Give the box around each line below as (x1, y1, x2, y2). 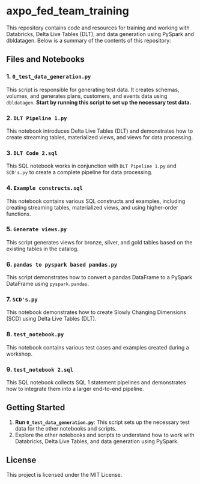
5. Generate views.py (6, 225, 67, 234)
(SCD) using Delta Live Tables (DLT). (6, 315, 97, 322)
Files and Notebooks (6, 54, 85, 64)
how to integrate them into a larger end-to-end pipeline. (6, 386, 144, 392)
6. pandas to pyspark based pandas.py (6, 260, 118, 268)
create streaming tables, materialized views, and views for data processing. (6, 133, 193, 141)
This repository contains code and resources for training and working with (6, 24, 190, 31)
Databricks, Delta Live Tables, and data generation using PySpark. (14, 437, 179, 445)
